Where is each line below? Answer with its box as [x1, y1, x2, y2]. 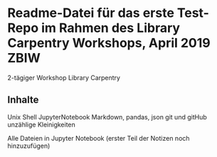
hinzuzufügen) [7, 141, 51, 150]
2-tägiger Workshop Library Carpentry [7, 73, 121, 82]
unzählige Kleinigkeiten [7, 120, 76, 129]
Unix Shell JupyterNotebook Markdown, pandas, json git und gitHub [7, 112, 208, 121]
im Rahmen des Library [41, 20, 180, 36]
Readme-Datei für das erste [7, 5, 174, 21]
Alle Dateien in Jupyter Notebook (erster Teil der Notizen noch [7, 134, 190, 142]
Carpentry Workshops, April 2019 [7, 35, 211, 51]
